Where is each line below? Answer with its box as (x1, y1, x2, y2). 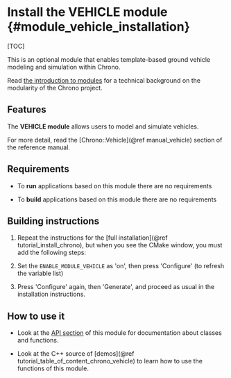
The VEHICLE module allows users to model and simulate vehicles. (7, 122, 199, 131)
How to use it (7, 310, 65, 322)
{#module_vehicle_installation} (7, 19, 191, 35)
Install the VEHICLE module (7, 4, 168, 20)
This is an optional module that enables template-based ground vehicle (7, 55, 211, 63)
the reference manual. (7, 143, 71, 151)
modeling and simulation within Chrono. (7, 63, 121, 71)
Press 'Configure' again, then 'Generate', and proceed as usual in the (17, 283, 215, 291)
